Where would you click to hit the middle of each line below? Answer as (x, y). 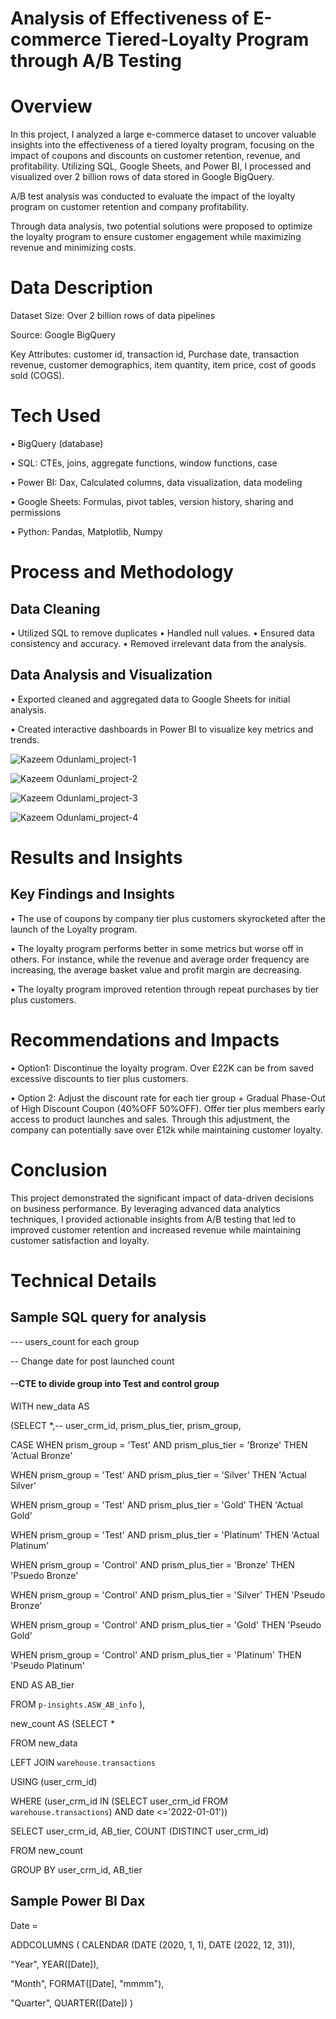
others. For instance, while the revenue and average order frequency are (160, 959)
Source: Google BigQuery (63, 335)
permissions (36, 512)
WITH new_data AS (50, 1406)
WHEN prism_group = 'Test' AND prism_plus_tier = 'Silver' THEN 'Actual (158, 1474)
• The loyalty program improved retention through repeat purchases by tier (165, 989)
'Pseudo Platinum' (48, 1665)
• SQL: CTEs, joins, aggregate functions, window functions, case (144, 463)
